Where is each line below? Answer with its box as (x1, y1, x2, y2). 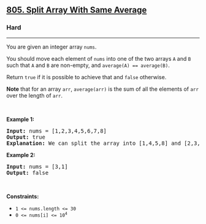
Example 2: (6, 151, 36, 158)
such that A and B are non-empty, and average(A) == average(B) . (6, 61, 170, 69)
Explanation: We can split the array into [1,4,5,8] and (6, 139, 181, 147)
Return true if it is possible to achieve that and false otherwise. (6, 73, 167, 80)
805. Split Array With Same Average (6, 5, 147, 15)
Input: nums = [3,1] (6, 163, 69, 170)
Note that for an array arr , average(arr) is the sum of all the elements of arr (6, 85, 199, 93)
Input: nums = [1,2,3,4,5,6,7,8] (6, 127, 107, 134)
